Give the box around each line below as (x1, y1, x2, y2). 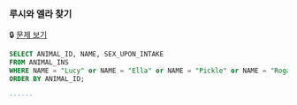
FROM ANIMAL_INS (9, 58, 69, 67)
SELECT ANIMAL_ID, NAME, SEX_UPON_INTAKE (9, 50, 164, 59)
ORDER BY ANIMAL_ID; (9, 74, 86, 83)
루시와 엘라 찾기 (9, 7, 72, 19)
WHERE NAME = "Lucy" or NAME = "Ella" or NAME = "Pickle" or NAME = (9, 66, 267, 76)
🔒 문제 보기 (9, 29, 48, 41)
